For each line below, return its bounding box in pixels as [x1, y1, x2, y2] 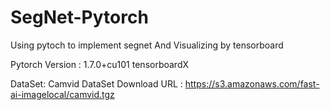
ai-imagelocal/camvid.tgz [10, 88, 115, 100]
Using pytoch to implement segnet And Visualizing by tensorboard [10, 39, 284, 51]
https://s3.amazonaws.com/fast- [184, 77, 320, 90]
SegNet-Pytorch [10, 6, 149, 29]
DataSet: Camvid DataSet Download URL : [10, 77, 183, 90]
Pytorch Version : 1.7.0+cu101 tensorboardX [10, 58, 190, 70]
